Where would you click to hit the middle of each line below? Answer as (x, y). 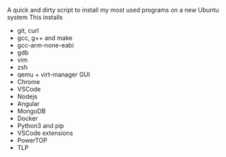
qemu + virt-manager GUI (54, 74)
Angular (28, 104)
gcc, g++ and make (45, 38)
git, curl (28, 31)
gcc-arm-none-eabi (45, 45)
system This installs (35, 17)
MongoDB (31, 111)
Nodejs (27, 96)
